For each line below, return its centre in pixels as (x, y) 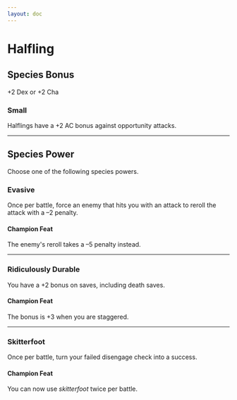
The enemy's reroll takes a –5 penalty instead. (74, 245)
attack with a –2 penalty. (43, 213)
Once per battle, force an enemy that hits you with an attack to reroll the (112, 205)
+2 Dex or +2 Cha (33, 92)
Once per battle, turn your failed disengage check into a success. (102, 357)
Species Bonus (41, 75)
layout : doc (25, 14)
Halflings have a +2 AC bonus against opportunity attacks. (92, 125)
